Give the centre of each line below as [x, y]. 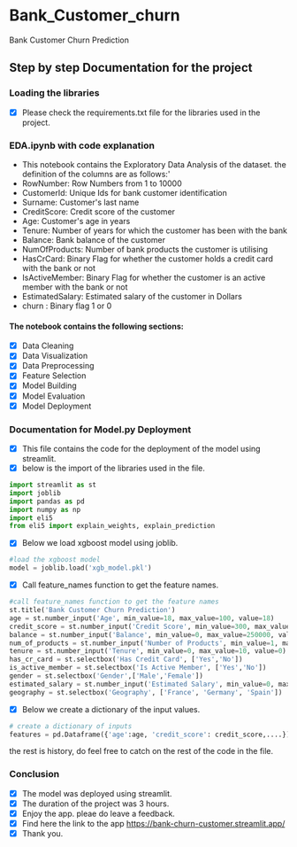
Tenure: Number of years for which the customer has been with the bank [155, 230]
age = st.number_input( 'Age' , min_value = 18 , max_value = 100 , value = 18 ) [142, 618]
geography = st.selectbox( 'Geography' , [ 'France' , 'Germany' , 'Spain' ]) [146, 692]
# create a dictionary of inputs [71, 726]
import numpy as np [45, 509]
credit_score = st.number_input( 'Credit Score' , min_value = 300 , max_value [150, 626]
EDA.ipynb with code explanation [82, 145]
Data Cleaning [48, 346]
